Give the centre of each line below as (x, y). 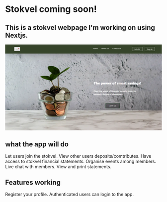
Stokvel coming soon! (51, 9)
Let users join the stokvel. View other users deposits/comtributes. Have (78, 156)
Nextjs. (17, 35)
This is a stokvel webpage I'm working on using (80, 28)
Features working (33, 182)
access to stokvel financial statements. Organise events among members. (81, 161)
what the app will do (37, 145)
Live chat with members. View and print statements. (58, 167)
